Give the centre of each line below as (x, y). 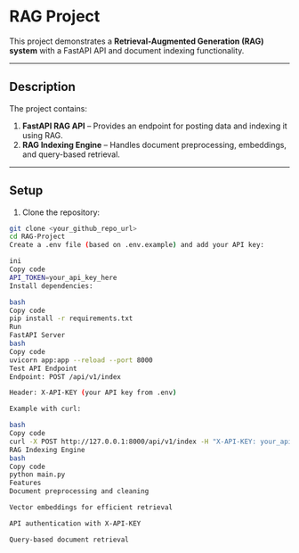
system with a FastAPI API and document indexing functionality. (127, 50)
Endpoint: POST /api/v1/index (65, 376)
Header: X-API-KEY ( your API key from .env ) (93, 393)
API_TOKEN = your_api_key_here (63, 277)
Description (42, 87)
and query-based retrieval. (71, 154)
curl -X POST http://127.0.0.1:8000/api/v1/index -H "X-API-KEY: (133, 442)
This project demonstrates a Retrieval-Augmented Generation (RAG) (137, 41)
